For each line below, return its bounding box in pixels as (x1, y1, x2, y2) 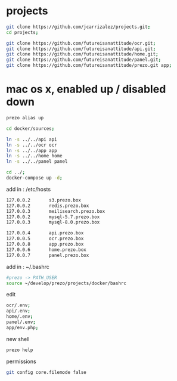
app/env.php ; (6, 324, 39, 330)
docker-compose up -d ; (6, 175, 63, 181)
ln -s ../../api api (6, 136, 58, 143)
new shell (6, 335, 30, 342)
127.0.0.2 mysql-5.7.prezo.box (6, 213, 100, 220)
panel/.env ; (6, 319, 36, 325)
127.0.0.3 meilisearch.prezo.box (6, 208, 105, 214)
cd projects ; (6, 29, 39, 35)
